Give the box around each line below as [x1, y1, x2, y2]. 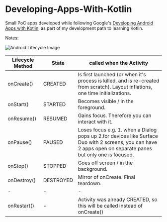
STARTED [43, 101, 66, 108]
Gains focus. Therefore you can [78, 112, 152, 119]
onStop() [7, 162, 29, 169]
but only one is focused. [78, 151, 134, 158]
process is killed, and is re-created [78, 77, 160, 84]
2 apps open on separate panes [78, 145, 153, 152]
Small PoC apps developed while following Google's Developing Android [5, 20, 154, 26]
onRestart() [7, 202, 35, 209]
